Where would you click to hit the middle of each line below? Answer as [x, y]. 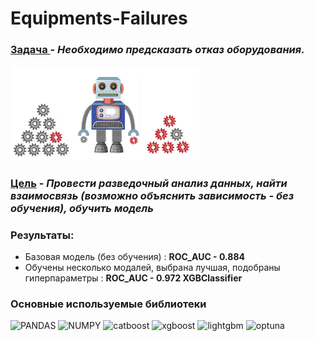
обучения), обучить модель [82, 208]
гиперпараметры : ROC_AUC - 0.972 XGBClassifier [133, 278]
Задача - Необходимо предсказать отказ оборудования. [157, 50]
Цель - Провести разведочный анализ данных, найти [149, 183]
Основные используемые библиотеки [108, 304]
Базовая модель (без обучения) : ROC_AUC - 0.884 [134, 256]
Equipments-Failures [99, 18]
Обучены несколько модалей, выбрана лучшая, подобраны [152, 267]
